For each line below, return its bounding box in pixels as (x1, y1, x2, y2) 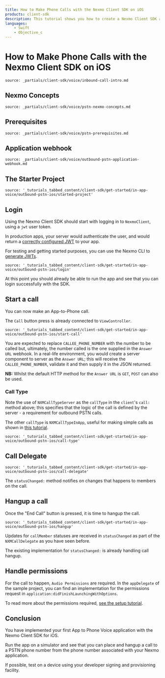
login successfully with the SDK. (5, 281, 70, 287)
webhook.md (5, 161, 27, 166)
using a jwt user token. (5, 224, 52, 229)
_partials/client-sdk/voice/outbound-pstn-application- (23, 157, 139, 162)
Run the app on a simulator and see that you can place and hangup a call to (5, 642, 158, 648)
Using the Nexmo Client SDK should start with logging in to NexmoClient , (5, 218, 151, 224)
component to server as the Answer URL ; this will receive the (5, 356, 126, 362)
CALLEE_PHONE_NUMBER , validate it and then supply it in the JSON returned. (5, 361, 152, 367)
